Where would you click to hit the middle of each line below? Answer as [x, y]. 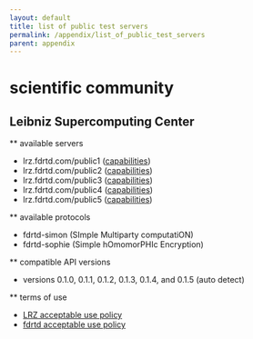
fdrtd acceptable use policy [74, 324]
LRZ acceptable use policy [72, 315]
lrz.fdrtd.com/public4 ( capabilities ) [87, 190]
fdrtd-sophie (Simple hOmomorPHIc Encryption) [113, 244]
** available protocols [50, 217]
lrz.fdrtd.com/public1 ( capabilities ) [87, 161]
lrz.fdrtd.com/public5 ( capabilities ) [87, 200]
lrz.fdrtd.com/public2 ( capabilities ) [87, 171]
